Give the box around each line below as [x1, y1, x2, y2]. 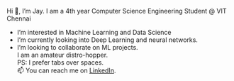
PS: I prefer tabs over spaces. [16, 58, 104, 67]
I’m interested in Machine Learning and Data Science [16, 28, 172, 36]
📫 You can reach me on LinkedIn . [16, 66, 116, 75]
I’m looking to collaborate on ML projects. [16, 43, 139, 51]
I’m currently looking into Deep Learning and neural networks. [16, 36, 198, 44]
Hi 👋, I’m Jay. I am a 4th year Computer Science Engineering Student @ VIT [6, 7, 228, 15]
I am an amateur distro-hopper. [16, 50, 108, 59]
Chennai [6, 14, 31, 23]
